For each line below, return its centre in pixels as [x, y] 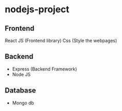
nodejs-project [37, 9]
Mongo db [23, 103]
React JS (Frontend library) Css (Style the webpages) [61, 40]
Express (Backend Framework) [44, 69]
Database [20, 91]
